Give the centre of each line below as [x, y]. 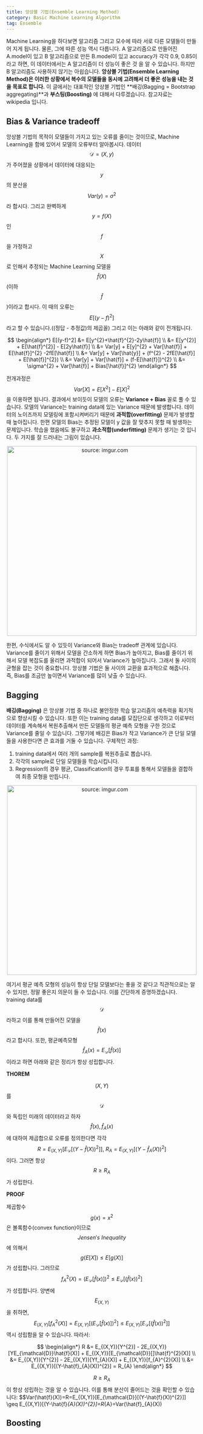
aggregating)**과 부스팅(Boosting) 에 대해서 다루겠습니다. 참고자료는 [89, 94]
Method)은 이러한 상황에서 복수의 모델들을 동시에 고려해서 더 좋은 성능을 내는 [97, 79]
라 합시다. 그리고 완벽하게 [36, 206]
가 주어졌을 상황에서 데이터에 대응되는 [51, 165]
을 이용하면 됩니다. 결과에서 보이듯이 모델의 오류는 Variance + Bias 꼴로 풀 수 [98, 399]
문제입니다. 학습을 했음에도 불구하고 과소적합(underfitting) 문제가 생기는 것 [96, 430]
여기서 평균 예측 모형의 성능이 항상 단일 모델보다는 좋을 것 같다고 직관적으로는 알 [101, 984]
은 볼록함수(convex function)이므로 [49, 1228]
